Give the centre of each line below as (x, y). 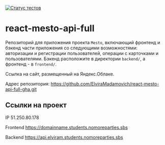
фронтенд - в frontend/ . (31, 64)
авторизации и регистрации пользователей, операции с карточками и (82, 53)
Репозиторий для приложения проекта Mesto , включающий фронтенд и (83, 42)
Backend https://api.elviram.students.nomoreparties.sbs (64, 137)
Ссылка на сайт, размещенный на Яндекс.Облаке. (60, 74)
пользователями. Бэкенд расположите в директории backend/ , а (75, 59)
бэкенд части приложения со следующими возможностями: (71, 48)
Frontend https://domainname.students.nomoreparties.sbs (67, 127)
